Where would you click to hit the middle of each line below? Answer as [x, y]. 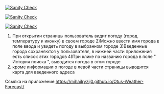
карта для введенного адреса [43, 72]
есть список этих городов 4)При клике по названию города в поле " [84, 56]
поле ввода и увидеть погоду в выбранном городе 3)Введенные [80, 46]
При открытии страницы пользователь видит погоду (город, [75, 36]
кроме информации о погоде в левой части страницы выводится [80, 67]
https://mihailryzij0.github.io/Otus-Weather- [100, 81]
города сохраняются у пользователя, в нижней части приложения [82, 51]
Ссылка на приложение [30, 81]
